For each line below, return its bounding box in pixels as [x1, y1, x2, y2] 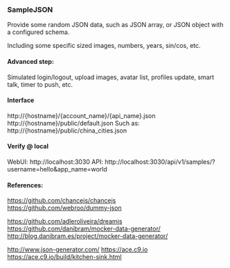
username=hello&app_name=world [7, 165, 107, 173]
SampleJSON [7, 5, 53, 15]
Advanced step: [7, 57, 54, 65]
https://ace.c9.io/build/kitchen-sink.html [7, 253, 122, 261]
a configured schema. [7, 28, 70, 36]
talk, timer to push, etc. [7, 80, 73, 88]
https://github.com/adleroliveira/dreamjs [7, 217, 123, 226]
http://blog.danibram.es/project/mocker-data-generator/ [7, 232, 168, 240]
